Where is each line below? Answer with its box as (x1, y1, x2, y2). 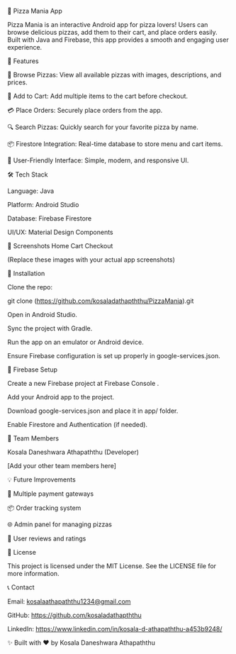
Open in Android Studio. (7, 311, 78, 318)
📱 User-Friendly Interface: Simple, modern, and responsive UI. (7, 156, 189, 165)
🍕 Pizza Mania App (7, 7, 62, 15)
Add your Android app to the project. (7, 393, 115, 401)
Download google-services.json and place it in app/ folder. (7, 406, 179, 415)
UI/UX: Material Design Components (7, 228, 113, 236)
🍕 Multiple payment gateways (7, 489, 94, 498)
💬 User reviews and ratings (7, 534, 86, 543)
